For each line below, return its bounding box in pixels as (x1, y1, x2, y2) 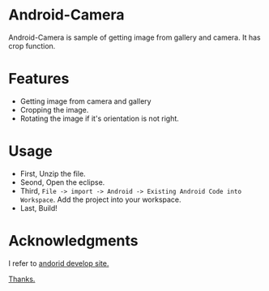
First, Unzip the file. (19, 169, 87, 178)
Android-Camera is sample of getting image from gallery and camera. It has (8, 32, 261, 42)
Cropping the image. (19, 105, 89, 114)
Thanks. (8, 274, 36, 284)
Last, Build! (19, 203, 58, 212)
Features (8, 70, 70, 88)
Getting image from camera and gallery (19, 96, 152, 106)
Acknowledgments (8, 232, 139, 250)
